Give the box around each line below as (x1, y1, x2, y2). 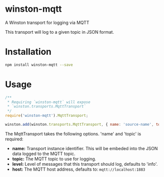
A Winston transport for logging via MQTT (5, 20, 89, 25)
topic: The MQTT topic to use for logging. (12, 155, 97, 162)
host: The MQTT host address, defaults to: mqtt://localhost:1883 (12, 166, 145, 172)
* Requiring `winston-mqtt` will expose (7, 99, 91, 105)
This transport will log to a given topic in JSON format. (5, 29, 114, 35)
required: (5, 136, 23, 142)
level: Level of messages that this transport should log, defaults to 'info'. (12, 161, 158, 167)
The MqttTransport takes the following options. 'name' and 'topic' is (5, 131, 142, 136)
